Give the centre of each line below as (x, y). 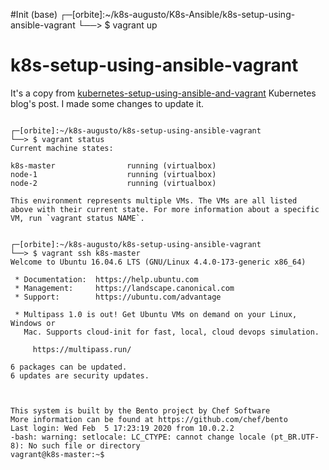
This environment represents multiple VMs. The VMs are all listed (154, 200)
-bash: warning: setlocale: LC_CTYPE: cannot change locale (138, 437)
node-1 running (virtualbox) (113, 174)
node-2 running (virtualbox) (113, 183)
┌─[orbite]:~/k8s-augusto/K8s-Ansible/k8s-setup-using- (177, 14)
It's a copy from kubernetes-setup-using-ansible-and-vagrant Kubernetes (163, 93)
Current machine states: (62, 148)
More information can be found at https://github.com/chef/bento (149, 419)
